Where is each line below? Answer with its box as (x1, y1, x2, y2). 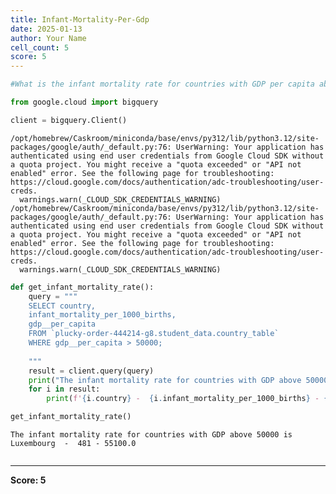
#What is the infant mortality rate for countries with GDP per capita (10, 79, 315, 90)
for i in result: (28, 384, 101, 395)
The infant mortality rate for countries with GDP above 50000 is (10, 430, 293, 440)
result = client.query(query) (28, 366, 155, 376)
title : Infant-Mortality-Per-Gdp (10, 14, 150, 25)
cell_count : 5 (10, 42, 70, 53)
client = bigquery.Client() (10, 115, 128, 125)
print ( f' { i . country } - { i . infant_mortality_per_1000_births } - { (46, 394, 329, 404)
